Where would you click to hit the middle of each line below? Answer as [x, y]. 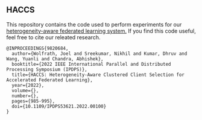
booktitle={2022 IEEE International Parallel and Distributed [91, 64]
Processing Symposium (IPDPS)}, [47, 69]
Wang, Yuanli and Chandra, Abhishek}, [55, 59]
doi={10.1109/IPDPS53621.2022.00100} [59, 106]
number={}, [25, 96]
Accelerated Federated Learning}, [50, 80]
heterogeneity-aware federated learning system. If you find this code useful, [101, 31]
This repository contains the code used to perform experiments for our [94, 24]
